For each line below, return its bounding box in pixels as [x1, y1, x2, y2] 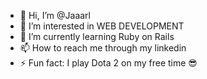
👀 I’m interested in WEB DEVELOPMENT [19, 20, 185, 32]
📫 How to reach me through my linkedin [19, 42, 187, 54]
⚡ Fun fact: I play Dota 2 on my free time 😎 [19, 57, 198, 69]
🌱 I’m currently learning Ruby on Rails [19, 31, 175, 42]
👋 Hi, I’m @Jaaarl [19, 10, 91, 21]
